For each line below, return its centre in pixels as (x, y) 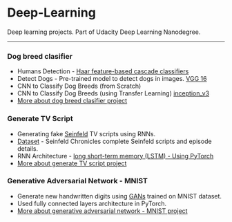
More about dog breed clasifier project (72, 101)
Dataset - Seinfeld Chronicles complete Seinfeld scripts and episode (114, 141)
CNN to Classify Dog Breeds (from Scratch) (79, 86)
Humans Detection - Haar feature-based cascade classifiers (103, 71)
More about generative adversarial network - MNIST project (102, 211)
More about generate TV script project (72, 163)
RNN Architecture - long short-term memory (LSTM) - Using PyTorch (115, 156)
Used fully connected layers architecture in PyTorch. (92, 203)
